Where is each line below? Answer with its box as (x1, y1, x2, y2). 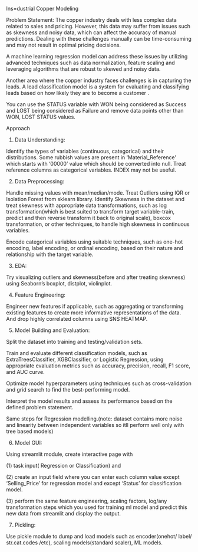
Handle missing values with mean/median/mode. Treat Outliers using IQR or (6, 189, 190, 196)
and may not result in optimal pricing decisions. (6, 41, 121, 48)
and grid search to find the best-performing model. (6, 386, 130, 393)
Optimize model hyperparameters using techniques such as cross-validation (6, 380, 192, 387)
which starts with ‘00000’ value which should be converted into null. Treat (6, 160, 186, 167)
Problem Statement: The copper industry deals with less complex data (6, 17, 177, 23)
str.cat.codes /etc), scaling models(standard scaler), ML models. (6, 539, 163, 546)
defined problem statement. (6, 404, 74, 410)
